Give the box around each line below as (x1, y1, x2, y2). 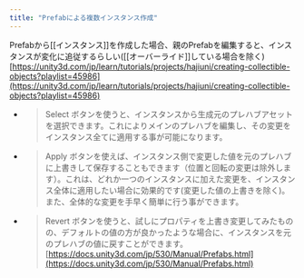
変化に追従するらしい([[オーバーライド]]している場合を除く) (40, 51, 265, 62)
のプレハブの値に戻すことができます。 (44, 238, 189, 249)
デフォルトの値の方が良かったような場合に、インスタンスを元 (61, 226, 292, 237)
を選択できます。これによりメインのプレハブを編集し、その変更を (44, 120, 291, 131)
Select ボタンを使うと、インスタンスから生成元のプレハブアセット (44, 108, 293, 119)
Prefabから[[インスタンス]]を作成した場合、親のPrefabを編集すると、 (9, 39, 270, 50)
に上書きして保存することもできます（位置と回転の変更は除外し (44, 162, 284, 173)
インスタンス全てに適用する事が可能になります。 (44, 131, 228, 142)
